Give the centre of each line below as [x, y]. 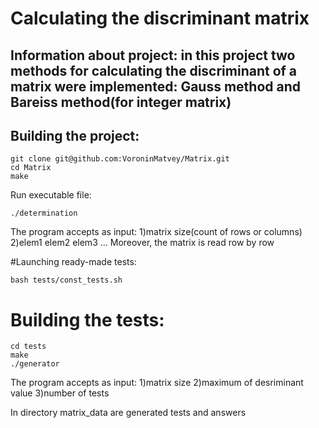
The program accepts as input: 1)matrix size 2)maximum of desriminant [157, 383]
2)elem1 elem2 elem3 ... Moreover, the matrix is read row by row [142, 243]
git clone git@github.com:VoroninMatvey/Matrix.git [120, 159]
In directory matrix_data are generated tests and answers [128, 413]
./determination [44, 213]
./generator [35, 364]
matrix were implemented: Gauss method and [155, 86]
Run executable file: [51, 195]
